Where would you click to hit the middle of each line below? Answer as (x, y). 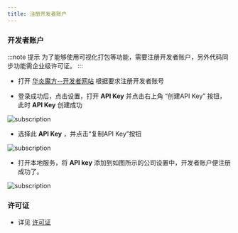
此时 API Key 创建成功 (50, 104)
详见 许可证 (34, 222)
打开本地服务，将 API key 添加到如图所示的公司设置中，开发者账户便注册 (124, 162)
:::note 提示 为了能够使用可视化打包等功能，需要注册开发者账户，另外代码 (115, 57)
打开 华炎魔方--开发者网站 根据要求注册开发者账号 (91, 81)
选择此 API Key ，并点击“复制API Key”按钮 (80, 134)
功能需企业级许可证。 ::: (48, 65)
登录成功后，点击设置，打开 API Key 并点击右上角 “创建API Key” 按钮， (121, 96)
